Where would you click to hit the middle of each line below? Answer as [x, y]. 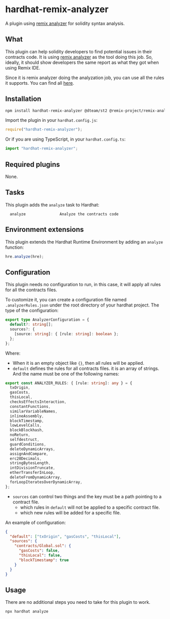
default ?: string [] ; [31, 325]
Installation [23, 99]
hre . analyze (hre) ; [25, 256]
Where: [13, 353]
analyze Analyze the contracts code [64, 214]
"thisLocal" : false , [40, 556]
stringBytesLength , [30, 463]
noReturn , [20, 435]
